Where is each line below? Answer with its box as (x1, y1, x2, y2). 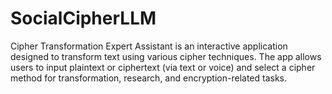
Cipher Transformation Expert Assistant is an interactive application (10, 40, 288, 52)
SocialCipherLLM (10, 7, 157, 30)
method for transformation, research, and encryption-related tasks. (10, 72, 288, 84)
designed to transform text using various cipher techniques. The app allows (10, 50, 322, 62)
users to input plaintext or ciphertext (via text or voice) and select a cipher (10, 61, 316, 73)
